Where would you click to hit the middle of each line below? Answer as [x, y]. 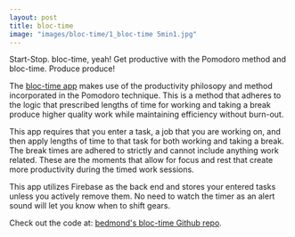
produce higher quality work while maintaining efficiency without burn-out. [147, 114]
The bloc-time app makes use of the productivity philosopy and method [141, 86]
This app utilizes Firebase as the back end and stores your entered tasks [143, 187]
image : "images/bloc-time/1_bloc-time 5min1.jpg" [103, 34]
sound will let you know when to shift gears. [90, 206]
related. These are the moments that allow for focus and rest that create [141, 160]
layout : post [33, 17]
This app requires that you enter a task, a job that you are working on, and [145, 132]
